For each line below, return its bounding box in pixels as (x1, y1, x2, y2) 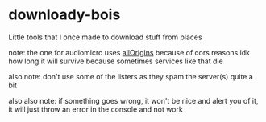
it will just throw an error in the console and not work (8, 104, 183, 114)
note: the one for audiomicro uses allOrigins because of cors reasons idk (8, 47, 250, 57)
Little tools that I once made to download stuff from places (8, 32, 203, 42)
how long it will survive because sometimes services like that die (8, 56, 223, 66)
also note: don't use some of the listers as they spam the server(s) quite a (8, 71, 254, 81)
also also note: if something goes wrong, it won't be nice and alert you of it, (8, 96, 259, 105)
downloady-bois (8, 6, 121, 24)
